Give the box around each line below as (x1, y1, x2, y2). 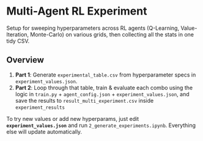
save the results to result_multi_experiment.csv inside (15, 97, 154, 104)
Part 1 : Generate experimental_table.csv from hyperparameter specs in (15, 71, 196, 78)
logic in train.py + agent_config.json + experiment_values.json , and (15, 90, 190, 98)
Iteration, (6, 30, 29, 38)
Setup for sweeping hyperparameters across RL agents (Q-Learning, (6, 24, 179, 32)
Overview (6, 55, 45, 65)
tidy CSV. (6, 37, 29, 44)
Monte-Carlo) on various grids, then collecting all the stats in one (30, 30, 194, 38)
